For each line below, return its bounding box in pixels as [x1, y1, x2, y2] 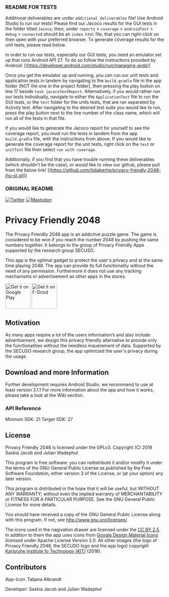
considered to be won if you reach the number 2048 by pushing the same [5, 236, 159, 242]
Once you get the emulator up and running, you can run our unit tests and [5, 72, 158, 78]
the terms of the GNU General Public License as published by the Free [5, 465, 151, 471]
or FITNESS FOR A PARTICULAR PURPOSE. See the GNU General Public [5, 496, 155, 502]
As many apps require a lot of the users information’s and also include [5, 332, 150, 338]
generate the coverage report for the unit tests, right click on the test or [5, 141, 155, 147]
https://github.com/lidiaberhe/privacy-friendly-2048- [50, 167, 161, 173]
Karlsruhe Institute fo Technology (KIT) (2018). [5, 548, 102, 555]
